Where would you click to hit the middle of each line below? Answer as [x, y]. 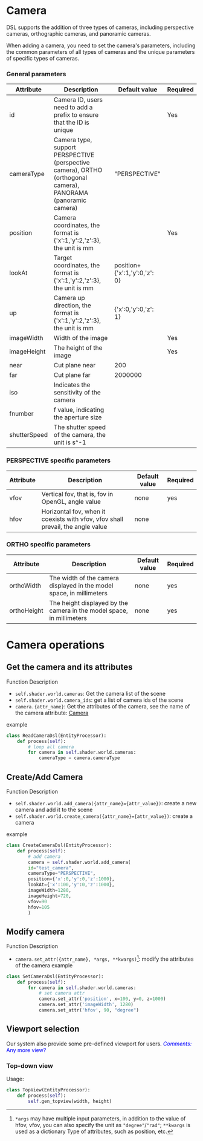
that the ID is [71, 123]
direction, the [72, 306]
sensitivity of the [77, 393]
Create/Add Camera [45, 777]
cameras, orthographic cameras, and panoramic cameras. [79, 33]
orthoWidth [25, 586]
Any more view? [26, 1050]
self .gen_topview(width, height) [70, 1101]
